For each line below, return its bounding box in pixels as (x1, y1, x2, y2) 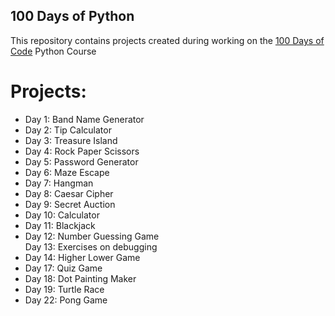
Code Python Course (10, 45, 97, 57)
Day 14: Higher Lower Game (24, 251, 141, 263)
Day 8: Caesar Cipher (24, 187, 114, 199)
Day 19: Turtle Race (24, 283, 105, 295)
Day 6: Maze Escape (24, 166, 110, 178)
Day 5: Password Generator (24, 155, 139, 168)
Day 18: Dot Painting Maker (24, 272, 137, 284)
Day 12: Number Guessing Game (24, 230, 160, 242)
